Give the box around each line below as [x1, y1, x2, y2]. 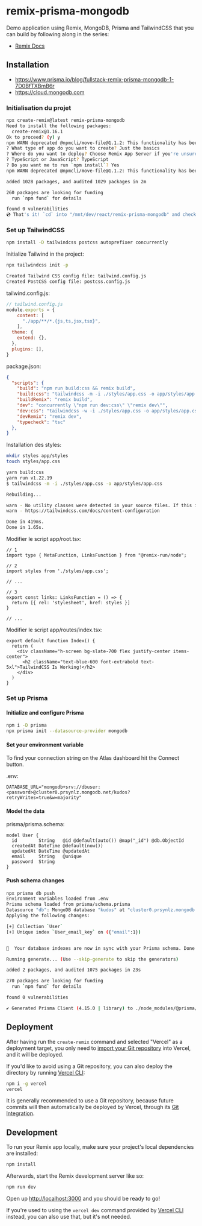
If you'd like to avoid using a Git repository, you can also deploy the [6, 1063, 173, 1070]
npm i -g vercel [6, 1081, 47, 1087]
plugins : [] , [11, 346, 44, 352]
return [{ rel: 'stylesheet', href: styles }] [11, 600, 130, 606]
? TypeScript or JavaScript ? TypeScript [6, 157, 109, 163]
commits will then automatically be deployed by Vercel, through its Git [6, 1104, 179, 1111]
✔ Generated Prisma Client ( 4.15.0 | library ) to [6, 1005, 133, 1011]
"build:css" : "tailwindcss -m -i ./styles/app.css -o [17, 391, 155, 397]
